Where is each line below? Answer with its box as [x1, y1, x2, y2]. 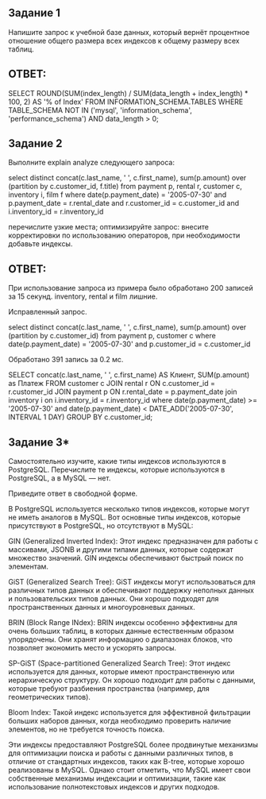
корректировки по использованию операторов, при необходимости [8, 230, 241, 241]
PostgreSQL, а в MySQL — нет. [8, 473, 111, 483]
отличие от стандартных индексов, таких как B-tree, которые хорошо [8, 757, 245, 766]
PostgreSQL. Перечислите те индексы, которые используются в [8, 465, 226, 475]
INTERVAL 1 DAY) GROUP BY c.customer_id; [8, 412, 153, 422]
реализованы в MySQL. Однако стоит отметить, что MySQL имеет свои [8, 766, 251, 775]
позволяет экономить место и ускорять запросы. [8, 643, 177, 653]
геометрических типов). [8, 693, 91, 702]
